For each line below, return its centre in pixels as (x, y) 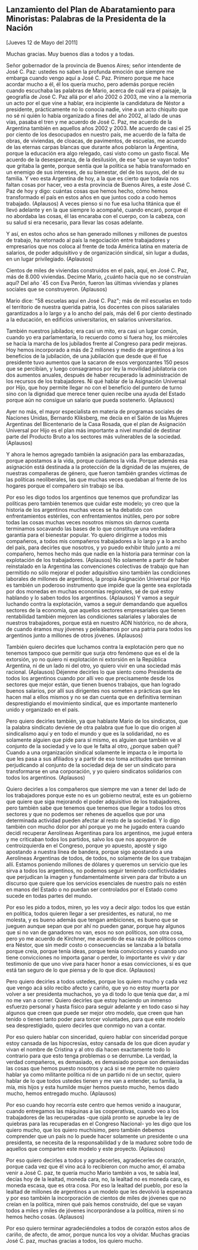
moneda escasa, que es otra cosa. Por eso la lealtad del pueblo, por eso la (97, 1185)
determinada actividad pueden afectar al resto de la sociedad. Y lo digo (93, 820)
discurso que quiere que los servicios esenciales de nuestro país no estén (96, 883)
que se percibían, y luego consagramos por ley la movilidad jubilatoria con (97, 368)
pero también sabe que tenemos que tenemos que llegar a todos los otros (96, 808)
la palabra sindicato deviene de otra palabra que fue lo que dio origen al (94, 727)
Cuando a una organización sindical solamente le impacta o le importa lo (95, 752)
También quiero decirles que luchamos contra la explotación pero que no (95, 647)
